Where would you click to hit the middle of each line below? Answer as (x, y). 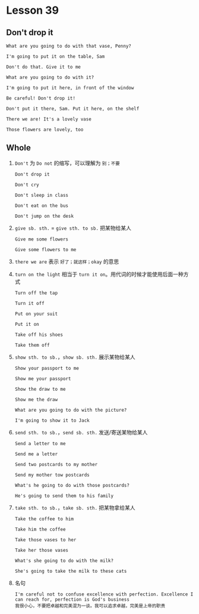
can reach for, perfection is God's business (72, 599)
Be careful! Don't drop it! (41, 98)
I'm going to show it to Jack (52, 420)
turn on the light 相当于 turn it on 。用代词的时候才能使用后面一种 (99, 274)
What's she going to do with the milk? (64, 561)
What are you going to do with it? (50, 78)
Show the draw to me (40, 389)
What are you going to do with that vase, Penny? (69, 46)
